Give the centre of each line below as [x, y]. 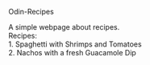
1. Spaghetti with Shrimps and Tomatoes [75, 44]
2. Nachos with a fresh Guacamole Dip [73, 53]
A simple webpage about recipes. [64, 27]
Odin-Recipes [31, 12]
